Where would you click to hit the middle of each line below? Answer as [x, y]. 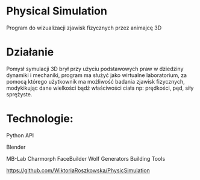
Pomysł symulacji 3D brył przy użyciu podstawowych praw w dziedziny [95, 69]
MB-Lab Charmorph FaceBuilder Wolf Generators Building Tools [86, 158]
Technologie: [40, 119]
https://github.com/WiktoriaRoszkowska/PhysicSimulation [78, 170]
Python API [20, 135]
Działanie [30, 52]
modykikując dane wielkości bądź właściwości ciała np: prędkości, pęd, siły [100, 88]
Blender [16, 147]
